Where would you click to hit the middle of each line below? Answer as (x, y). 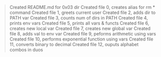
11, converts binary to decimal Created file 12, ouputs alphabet (74, 44)
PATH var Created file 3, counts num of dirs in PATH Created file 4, (79, 18)
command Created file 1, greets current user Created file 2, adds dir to (83, 12)
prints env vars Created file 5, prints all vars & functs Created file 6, (79, 23)
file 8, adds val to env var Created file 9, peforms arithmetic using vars (83, 34)
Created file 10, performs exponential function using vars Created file (81, 39)
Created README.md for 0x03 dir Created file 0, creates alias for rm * (82, 7)
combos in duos (26, 50)
